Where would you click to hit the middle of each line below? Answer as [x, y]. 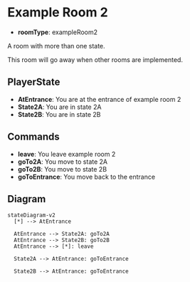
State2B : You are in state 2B [59, 114]
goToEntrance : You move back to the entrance [86, 177]
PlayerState [34, 82]
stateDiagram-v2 [31, 215]
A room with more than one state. [56, 46]
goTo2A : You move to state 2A [63, 162]
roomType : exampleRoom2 [58, 32]
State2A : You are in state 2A [59, 107]
